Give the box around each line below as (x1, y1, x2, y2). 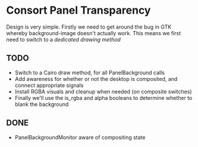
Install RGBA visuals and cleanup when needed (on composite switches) (14, 87, 192, 95)
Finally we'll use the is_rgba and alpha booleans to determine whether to (14, 94, 193, 101)
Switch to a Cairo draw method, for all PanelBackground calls (14, 69, 165, 76)
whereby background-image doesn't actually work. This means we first (6, 29, 181, 36)
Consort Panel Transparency (6, 4, 151, 17)
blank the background (14, 101, 69, 108)
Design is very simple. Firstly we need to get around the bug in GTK (6, 23, 172, 30)
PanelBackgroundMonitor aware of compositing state (14, 133, 146, 140)
